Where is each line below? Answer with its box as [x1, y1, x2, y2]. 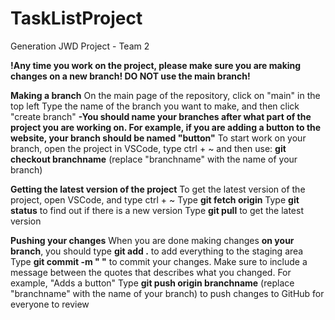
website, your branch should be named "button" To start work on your [10, 132, 307, 144]
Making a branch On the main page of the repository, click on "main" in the [10, 89, 321, 101]
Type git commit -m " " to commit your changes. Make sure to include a [10, 255, 308, 267]
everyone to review [10, 298, 90, 310]
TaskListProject [10, 7, 143, 30]
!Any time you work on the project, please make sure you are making [10, 59, 302, 71]
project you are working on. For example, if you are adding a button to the [10, 121, 322, 133]
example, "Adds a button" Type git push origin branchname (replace [10, 277, 295, 289]
